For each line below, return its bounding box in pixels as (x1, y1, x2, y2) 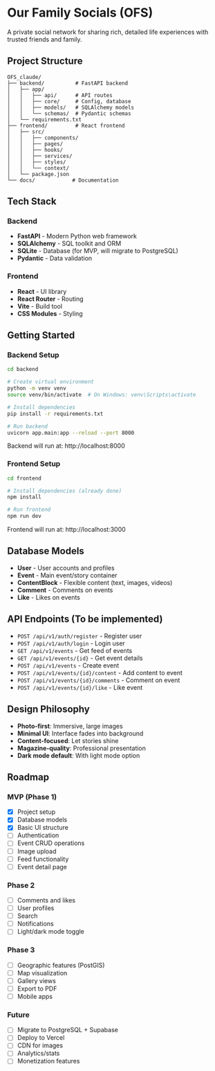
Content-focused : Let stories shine (17, 736, 119, 745)
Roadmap (7, 771, 50, 783)
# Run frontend (7, 506, 51, 514)
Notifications (17, 920, 54, 928)
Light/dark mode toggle (17, 928, 85, 936)
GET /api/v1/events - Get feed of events (17, 646, 133, 654)
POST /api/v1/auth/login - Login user (17, 639, 126, 647)
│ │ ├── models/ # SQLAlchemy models (7, 104, 135, 111)
